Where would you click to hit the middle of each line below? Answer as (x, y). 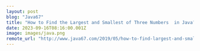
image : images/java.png (36, 33)
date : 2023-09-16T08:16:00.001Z (46, 28)
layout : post (22, 11)
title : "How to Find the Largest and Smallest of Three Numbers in (93, 22)
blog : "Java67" (25, 17)
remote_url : (21, 39)
